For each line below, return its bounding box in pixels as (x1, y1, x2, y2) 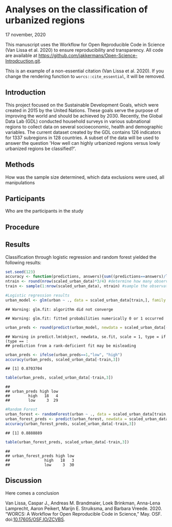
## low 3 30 (5, 462, 74, 467)
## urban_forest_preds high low (5, 453, 74, 458)
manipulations (5, 179, 35, 185)
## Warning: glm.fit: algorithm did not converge (5, 307, 114, 312)
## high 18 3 (5, 458, 74, 463)
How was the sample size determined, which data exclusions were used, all (5, 174, 165, 180)
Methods (5, 160, 35, 169)
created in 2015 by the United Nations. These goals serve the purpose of (5, 107, 159, 114)
